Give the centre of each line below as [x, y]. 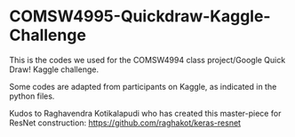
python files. [32, 96]
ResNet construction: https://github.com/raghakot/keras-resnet [125, 123]
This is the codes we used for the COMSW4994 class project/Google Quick [147, 60]
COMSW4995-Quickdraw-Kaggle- [140, 16]
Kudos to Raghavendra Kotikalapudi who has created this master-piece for [145, 113]
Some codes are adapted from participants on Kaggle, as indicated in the [143, 86]
